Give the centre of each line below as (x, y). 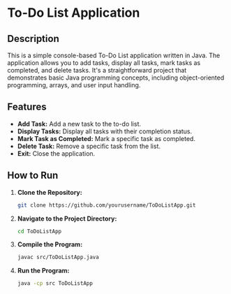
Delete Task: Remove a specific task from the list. (89, 146)
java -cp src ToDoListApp (55, 284)
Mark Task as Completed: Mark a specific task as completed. (106, 138)
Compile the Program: (50, 244)
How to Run (33, 176)
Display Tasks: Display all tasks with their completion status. (105, 131)
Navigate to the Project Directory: (67, 219)
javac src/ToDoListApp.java (58, 257)
